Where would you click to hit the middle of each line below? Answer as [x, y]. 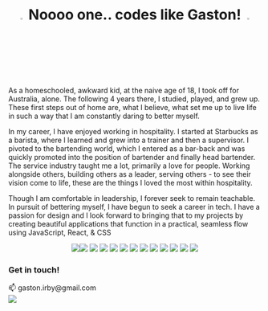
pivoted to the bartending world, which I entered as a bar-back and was [127, 148]
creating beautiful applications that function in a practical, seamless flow [128, 223]
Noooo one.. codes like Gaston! [135, 15]
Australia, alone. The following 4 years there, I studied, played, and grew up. [134, 99]
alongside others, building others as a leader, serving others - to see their [130, 174]
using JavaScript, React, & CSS [60, 232]
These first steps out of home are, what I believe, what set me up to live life [132, 107]
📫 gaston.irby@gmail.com [52, 288]
